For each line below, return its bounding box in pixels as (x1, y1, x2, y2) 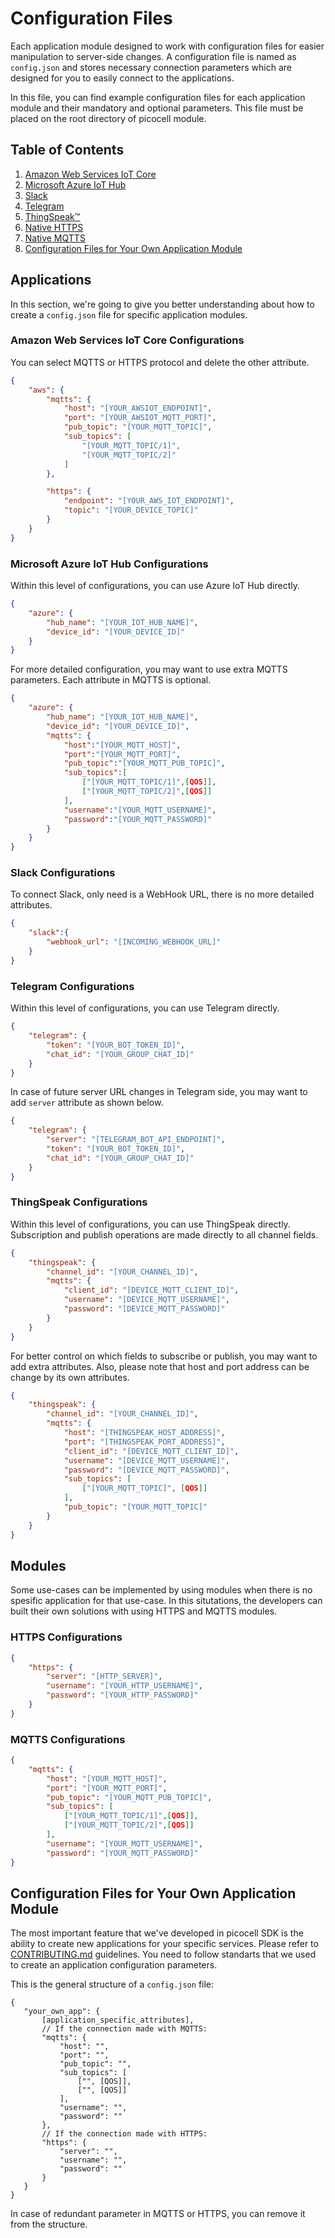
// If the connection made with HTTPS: (41, 2129, 208, 2139)
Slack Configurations (10, 866, 116, 880)
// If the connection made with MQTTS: (41, 2024, 208, 2034)
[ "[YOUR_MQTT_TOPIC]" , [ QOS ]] (81, 1483, 208, 1494)
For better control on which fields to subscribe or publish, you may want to (10, 1350, 318, 1362)
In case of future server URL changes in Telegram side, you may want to (10, 1086, 308, 1098)
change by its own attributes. (10, 1371, 130, 1383)
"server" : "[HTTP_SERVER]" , (46, 1672, 163, 1682)
